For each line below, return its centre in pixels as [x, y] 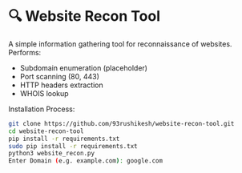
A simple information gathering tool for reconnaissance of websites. [120, 44]
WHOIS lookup [44, 93]
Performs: [25, 52]
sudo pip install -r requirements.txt [73, 146]
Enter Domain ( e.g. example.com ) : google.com [85, 161]
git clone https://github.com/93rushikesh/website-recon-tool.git [121, 123]
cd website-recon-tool [46, 131]
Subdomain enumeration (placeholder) [84, 68]
